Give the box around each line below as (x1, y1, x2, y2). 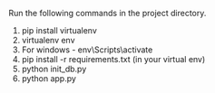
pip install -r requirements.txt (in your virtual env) (21, 54, 206, 64)
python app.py (21, 73, 76, 84)
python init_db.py (21, 63, 87, 74)
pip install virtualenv (21, 25, 97, 35)
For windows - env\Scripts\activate (21, 44, 153, 55)
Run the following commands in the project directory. (8, 8, 207, 18)
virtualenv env (21, 35, 75, 45)
